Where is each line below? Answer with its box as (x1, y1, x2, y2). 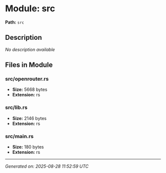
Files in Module (5, 61, 53, 69)
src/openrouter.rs (5, 76, 49, 83)
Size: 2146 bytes (12, 115, 47, 121)
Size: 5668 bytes (12, 86, 48, 92)
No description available (5, 46, 55, 52)
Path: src (5, 19, 24, 25)
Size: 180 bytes (12, 144, 44, 150)
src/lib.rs (5, 104, 28, 111)
